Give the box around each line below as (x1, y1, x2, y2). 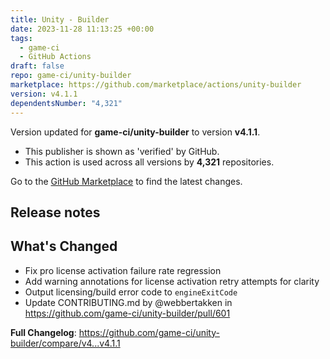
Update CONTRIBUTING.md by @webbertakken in (24, 296, 233, 308)
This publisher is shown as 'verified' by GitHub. (24, 145, 220, 157)
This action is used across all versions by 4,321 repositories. (24, 156, 275, 168)
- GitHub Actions (19, 52, 92, 62)
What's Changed (10, 238, 118, 255)
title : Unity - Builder (10, 14, 110, 25)
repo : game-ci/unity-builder (10, 71, 132, 81)
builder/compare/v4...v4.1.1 (10, 337, 121, 349)
